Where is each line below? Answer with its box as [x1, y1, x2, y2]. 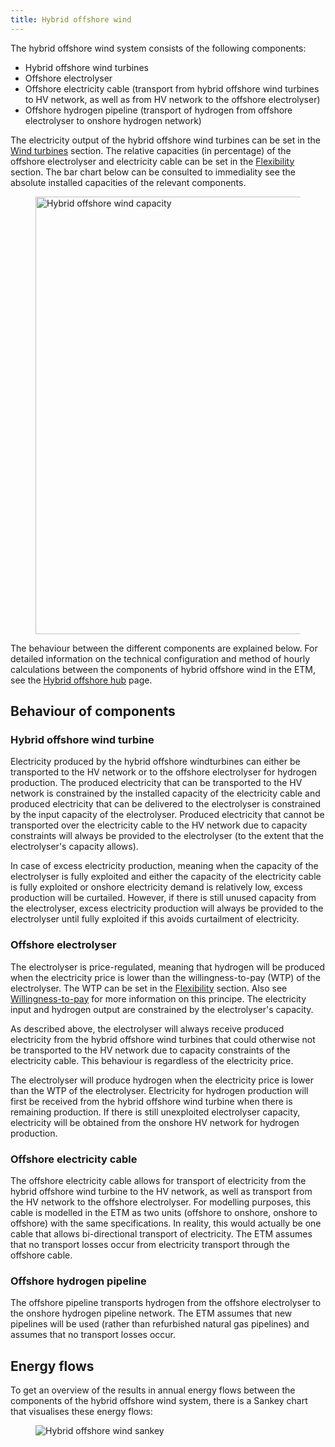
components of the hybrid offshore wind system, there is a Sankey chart [10, 1395, 308, 1407]
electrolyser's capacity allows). [10, 841, 139, 853]
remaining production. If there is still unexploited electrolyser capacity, [10, 1106, 301, 1118]
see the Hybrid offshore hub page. [10, 674, 153, 686]
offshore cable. [10, 1249, 73, 1261]
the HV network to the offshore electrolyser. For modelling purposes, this [10, 1196, 312, 1208]
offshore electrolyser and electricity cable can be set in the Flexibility [10, 155, 295, 167]
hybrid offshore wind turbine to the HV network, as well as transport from [10, 1185, 313, 1197]
